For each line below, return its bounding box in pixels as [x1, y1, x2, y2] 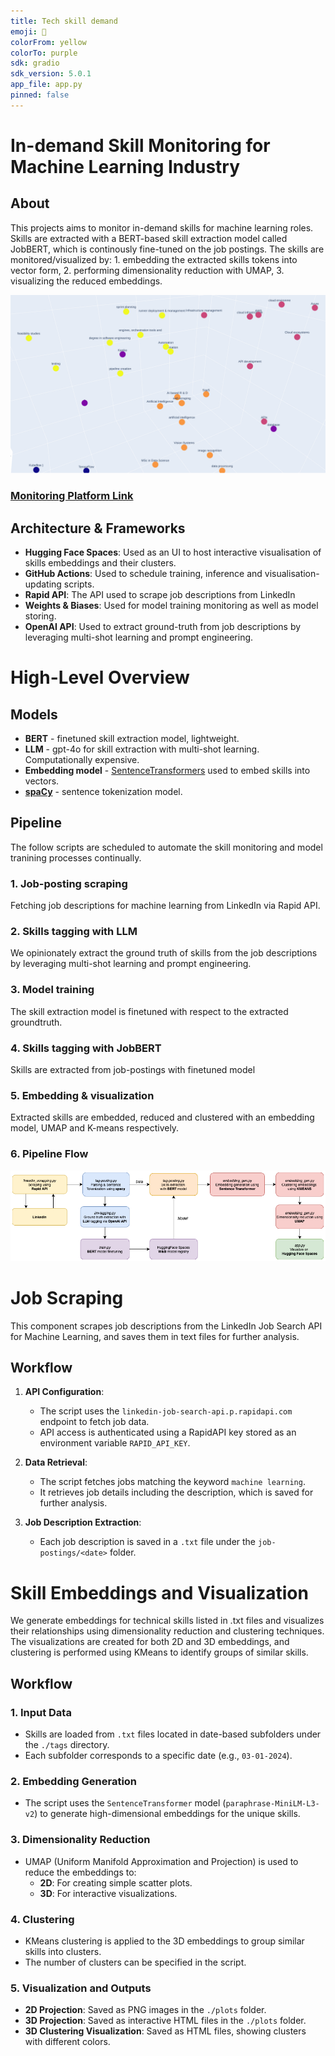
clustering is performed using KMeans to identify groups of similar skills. [10, 1646, 309, 1659]
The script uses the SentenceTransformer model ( [24, 1797, 227, 1809]
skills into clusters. [24, 1945, 102, 1957]
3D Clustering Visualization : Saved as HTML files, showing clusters [24, 2025, 307, 2037]
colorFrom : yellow [10, 37, 87, 47]
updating [24, 578, 62, 590]
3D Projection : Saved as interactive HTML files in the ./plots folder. [24, 2015, 307, 2027]
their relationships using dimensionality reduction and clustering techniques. [10, 1625, 325, 1637]
